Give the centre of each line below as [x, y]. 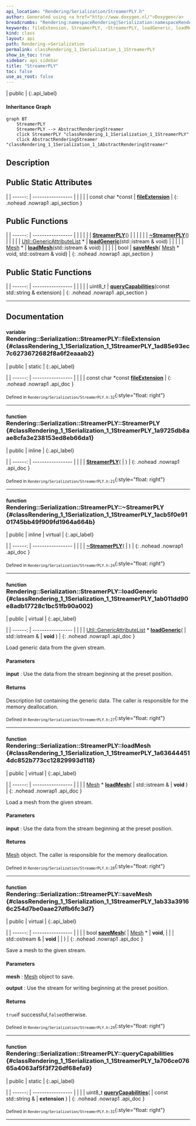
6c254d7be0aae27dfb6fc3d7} [50, 908]
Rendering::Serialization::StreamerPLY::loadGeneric [82, 591]
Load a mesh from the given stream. [50, 802]
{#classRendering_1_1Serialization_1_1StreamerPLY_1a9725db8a [98, 431]
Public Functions [37, 221]
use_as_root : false [30, 77]
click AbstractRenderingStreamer [57, 140]
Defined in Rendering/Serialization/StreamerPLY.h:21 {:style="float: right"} [85, 480]
